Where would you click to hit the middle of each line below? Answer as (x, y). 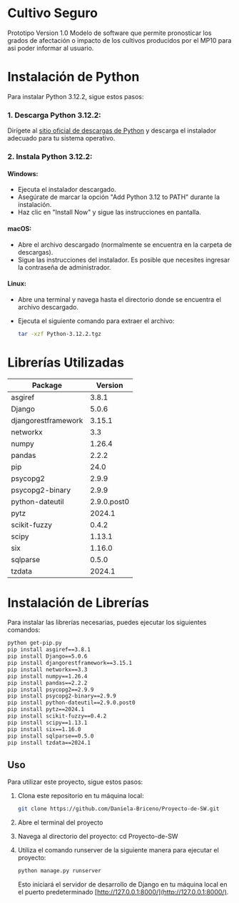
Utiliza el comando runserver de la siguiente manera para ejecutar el (118, 850)
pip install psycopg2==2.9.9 (51, 690)
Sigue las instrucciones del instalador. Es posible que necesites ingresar (124, 260)
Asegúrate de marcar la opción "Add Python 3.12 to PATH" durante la (118, 197)
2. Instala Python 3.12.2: (50, 157)
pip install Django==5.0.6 (47, 657)
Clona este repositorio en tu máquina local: (81, 796)
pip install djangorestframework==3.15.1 (70, 663)
